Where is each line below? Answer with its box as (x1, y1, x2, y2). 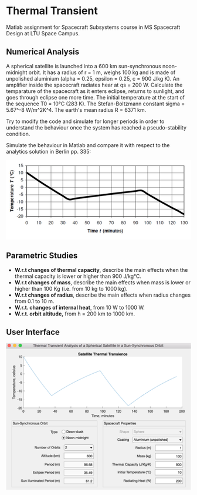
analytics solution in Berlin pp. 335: (6, 148, 91, 155)
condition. (6, 130, 30, 137)
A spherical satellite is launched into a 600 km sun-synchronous (6, 62, 161, 69)
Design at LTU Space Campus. (6, 29, 80, 36)
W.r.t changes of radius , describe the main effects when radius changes (14, 291, 191, 298)
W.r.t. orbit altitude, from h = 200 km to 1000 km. (14, 310, 135, 317)
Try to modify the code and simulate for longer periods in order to (6, 118, 165, 125)
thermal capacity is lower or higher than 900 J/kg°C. (14, 273, 142, 280)
